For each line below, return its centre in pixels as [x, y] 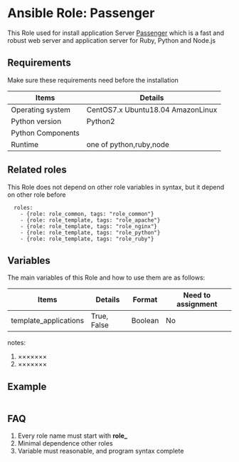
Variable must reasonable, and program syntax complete [101, 451]
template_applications [47, 321]
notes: [17, 343]
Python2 [101, 121]
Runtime [25, 144]
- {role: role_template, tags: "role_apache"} [90, 220]
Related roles [37, 170]
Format [145, 299]
